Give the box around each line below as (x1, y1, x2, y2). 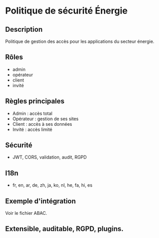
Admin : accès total (12, 110, 53, 116)
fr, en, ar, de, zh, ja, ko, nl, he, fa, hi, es (12, 182, 93, 188)
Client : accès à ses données (12, 121, 72, 127)
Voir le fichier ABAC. (5, 210, 48, 216)
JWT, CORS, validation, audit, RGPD (12, 154, 87, 161)
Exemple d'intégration (5, 197, 76, 205)
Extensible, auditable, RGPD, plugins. (5, 224, 124, 233)
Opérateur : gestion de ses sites (12, 116, 79, 122)
